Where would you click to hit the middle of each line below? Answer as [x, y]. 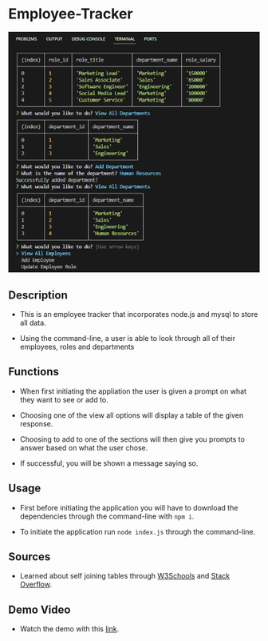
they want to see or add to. [64, 399]
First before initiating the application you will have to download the [129, 507]
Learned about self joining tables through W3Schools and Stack [125, 576]
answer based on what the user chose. [84, 447]
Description [38, 295]
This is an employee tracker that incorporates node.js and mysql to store [139, 314]
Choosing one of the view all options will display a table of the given [132, 415]
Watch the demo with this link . [69, 629]
